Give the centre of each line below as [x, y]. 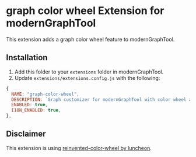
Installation [27, 57]
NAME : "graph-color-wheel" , [45, 94]
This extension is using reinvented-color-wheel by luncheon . [79, 148]
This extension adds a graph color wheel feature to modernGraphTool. [90, 39]
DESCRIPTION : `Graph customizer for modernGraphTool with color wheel [99, 100]
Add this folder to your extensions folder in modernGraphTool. [89, 72]
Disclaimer [26, 134]
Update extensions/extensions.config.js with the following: [87, 78]
